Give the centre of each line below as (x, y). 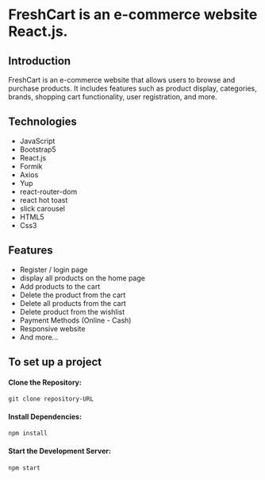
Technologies (43, 122)
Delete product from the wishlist (72, 312)
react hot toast (44, 199)
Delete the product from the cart (73, 295)
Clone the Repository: (45, 382)
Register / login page (54, 269)
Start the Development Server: (60, 451)
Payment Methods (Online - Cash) (75, 320)
